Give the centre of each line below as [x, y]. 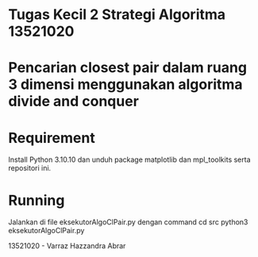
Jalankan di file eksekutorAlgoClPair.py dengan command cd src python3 [128, 222]
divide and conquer [73, 102]
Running [37, 200]
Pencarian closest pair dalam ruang [128, 68]
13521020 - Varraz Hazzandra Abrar [67, 246]
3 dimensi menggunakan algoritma [126, 84]
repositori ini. [30, 168]
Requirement [52, 138]
